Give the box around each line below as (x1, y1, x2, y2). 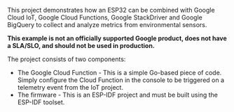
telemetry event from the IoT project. (17, 83, 124, 91)
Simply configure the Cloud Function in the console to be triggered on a (17, 76, 225, 84)
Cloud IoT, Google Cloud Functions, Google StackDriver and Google (7, 13, 203, 22)
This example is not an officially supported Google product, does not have (7, 34, 228, 42)
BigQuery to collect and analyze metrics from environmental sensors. (7, 21, 207, 29)
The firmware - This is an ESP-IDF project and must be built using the (17, 90, 219, 99)
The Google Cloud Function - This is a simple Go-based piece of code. (17, 69, 222, 77)
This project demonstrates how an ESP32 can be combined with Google (7, 6, 215, 14)
